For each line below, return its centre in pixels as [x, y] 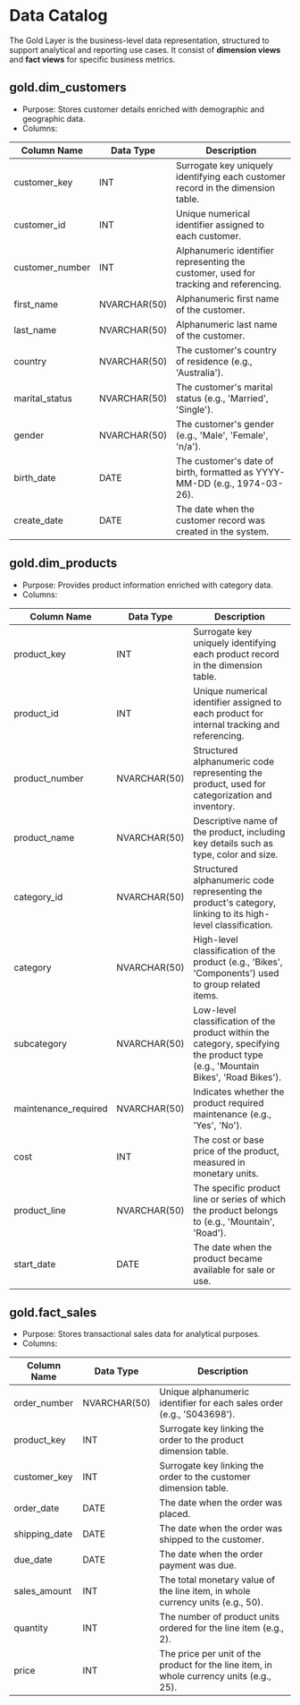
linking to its [218, 913]
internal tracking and [236, 724]
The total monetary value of [217, 1580]
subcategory [41, 1043]
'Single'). [195, 409]
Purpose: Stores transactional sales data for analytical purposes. [141, 1334]
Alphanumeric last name [227, 324]
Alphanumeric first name [227, 298]
